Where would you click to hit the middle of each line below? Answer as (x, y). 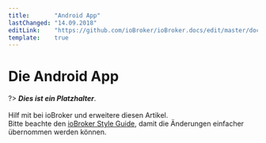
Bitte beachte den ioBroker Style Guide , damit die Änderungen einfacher (126, 124)
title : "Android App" (55, 15)
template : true (38, 38)
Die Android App (64, 77)
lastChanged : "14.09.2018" (53, 23)
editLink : (25, 30)
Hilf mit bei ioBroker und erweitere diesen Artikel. (88, 115)
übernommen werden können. (57, 132)
